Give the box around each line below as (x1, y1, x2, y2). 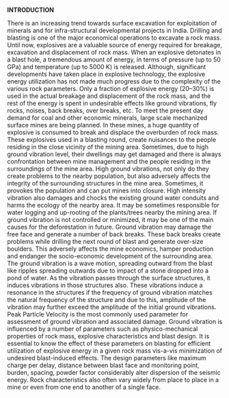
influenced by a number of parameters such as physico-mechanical (7, 325, 198, 333)
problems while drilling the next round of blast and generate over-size (7, 238, 204, 245)
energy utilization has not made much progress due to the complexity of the (7, 77, 221, 85)
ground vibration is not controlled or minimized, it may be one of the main (7, 216, 214, 223)
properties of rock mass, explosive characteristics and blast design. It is (7, 332, 210, 340)
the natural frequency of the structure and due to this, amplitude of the (7, 296, 206, 303)
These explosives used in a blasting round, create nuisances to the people (7, 136, 217, 143)
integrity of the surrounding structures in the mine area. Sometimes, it (7, 179, 204, 187)
